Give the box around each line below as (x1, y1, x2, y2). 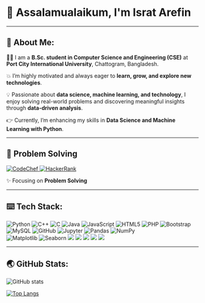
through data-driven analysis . (6, 104, 83, 111)
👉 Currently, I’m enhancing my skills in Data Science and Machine (6, 116, 176, 124)
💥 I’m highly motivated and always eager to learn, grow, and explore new (6, 72, 192, 79)
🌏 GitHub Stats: (6, 258, 69, 269)
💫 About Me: (6, 37, 55, 48)
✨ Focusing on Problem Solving (6, 177, 87, 184)
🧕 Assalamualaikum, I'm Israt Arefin (6, 6, 192, 20)
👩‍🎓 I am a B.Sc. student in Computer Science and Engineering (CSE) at (6, 53, 189, 61)
